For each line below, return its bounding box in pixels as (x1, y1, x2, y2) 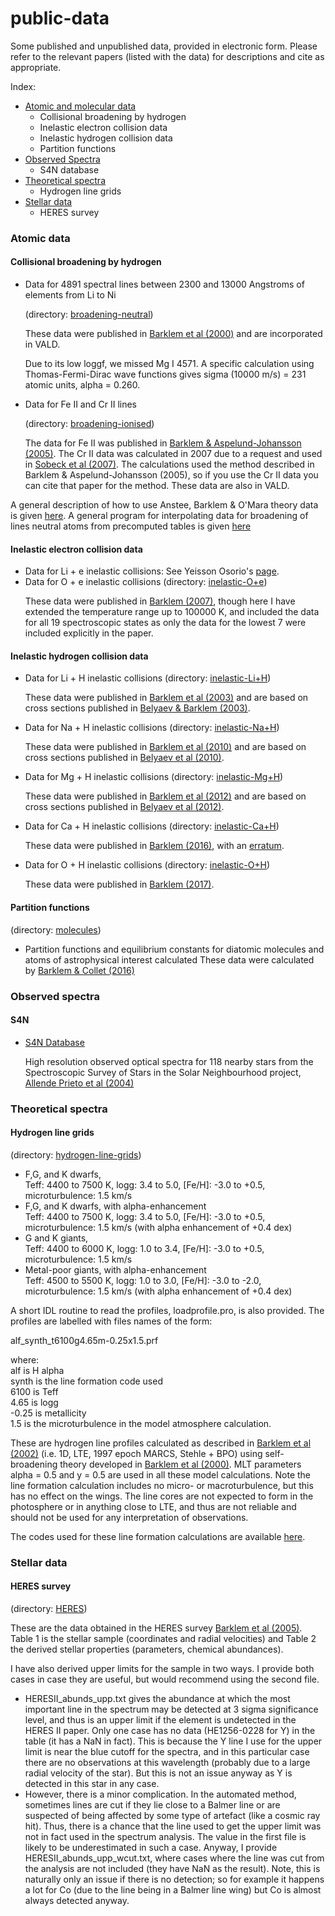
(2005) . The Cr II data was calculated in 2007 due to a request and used (24, 448, 323, 460)
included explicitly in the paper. (24, 627, 154, 639)
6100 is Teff (10, 1385, 59, 1397)
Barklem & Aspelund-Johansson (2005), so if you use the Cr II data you (24, 469, 319, 481)
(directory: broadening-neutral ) (24, 308, 154, 321)
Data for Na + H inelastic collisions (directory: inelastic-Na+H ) (24, 722, 280, 734)
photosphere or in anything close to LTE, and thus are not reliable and (10, 1500, 297, 1512)
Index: (10, 80, 37, 92)
